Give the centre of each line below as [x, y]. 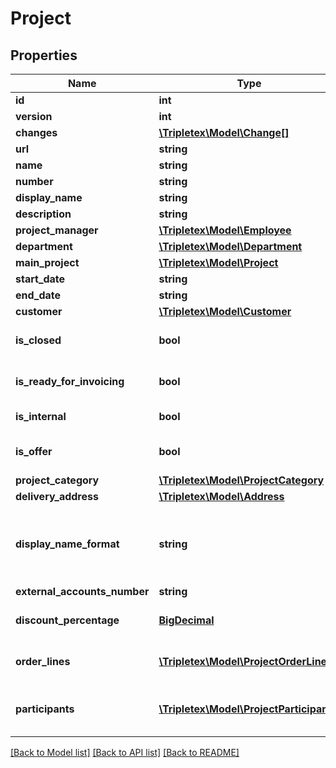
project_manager [57, 230]
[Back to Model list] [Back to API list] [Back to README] [125, 752]
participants [45, 709]
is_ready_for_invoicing [70, 381]
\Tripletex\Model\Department [230, 246]
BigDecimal [186, 620]
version [34, 116]
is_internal [41, 416]
